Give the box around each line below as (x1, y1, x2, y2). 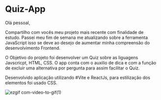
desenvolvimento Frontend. (5, 45, 60, 51)
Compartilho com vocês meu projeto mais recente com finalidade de (5, 29, 144, 35)
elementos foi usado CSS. (5, 80, 57, 86)
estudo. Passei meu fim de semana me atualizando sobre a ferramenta (5, 34, 148, 40)
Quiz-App (5, 3, 46, 15)
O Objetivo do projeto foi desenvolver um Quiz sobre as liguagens (5, 54, 138, 60)
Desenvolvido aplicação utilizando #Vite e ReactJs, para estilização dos (5, 74, 151, 80)
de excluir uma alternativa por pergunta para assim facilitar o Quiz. (5, 65, 140, 71)
